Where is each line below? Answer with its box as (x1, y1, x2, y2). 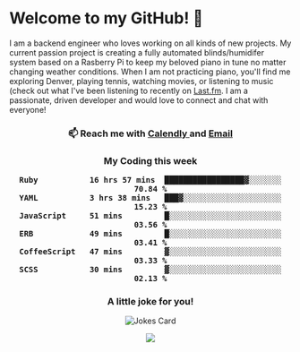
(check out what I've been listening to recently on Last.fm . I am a (9, 85, 248, 96)
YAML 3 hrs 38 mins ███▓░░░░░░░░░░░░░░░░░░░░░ (19, 193, 282, 203)
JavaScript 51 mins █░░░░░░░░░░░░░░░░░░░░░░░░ (19, 210, 282, 221)
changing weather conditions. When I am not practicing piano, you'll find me (9, 66, 291, 77)
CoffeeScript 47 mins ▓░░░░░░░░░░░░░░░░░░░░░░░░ (19, 246, 282, 257)
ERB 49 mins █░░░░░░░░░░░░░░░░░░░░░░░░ (19, 228, 282, 239)
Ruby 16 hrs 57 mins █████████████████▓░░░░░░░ (19, 175, 282, 185)
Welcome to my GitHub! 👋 (9, 8, 204, 29)
